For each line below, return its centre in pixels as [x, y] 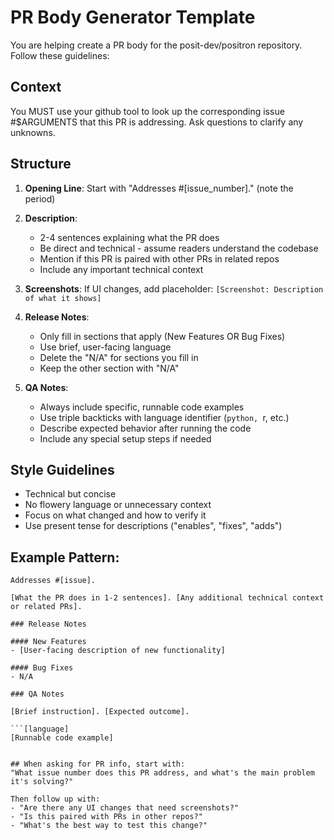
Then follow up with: [55, 799]
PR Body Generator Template [133, 17]
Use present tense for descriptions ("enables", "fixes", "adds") [153, 526]
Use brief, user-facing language [105, 347]
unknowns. [33, 132]
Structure [41, 164]
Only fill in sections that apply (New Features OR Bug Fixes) [162, 336]
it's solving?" [42, 782]
